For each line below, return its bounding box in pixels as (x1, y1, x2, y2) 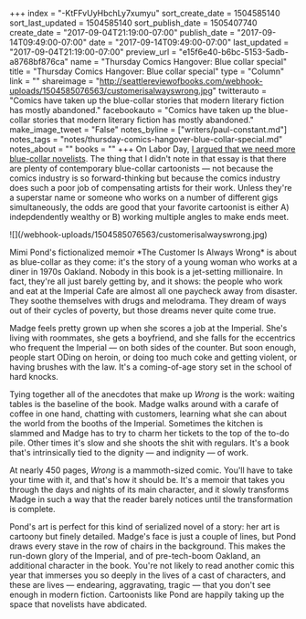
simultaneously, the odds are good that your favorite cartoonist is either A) (9, 202, 290, 213)
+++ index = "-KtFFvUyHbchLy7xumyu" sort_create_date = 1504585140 (9, 8, 280, 18)
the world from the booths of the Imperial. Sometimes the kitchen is (9, 418, 263, 428)
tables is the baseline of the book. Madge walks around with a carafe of (9, 399, 280, 409)
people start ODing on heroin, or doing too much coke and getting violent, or (9, 351, 298, 362)
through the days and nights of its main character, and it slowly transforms (9, 484, 290, 495)
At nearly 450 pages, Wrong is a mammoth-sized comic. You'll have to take (9, 465, 293, 476)
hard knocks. (9, 372, 59, 382)
